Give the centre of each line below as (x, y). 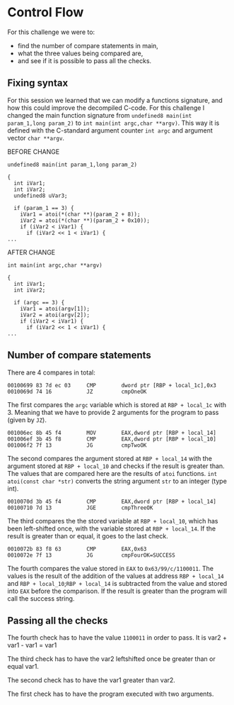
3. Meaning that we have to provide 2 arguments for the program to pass (113, 412)
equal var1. (23, 667)
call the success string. (41, 598)
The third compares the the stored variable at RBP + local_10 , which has (113, 521)
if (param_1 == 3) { (44, 208)
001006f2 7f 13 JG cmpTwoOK (77, 445)
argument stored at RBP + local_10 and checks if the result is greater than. (116, 466)
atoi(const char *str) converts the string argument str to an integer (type (117, 481)
